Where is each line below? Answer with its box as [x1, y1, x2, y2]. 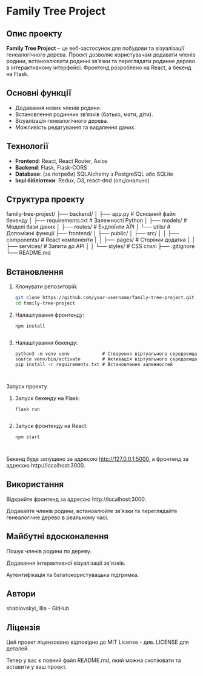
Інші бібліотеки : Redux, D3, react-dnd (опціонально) [15, 176, 150, 184]
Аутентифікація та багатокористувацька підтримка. [6, 571, 139, 578]
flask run [15, 406, 41, 412]
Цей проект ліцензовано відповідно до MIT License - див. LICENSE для [6, 638, 189, 646]
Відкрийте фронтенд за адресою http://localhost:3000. [6, 495, 147, 503]
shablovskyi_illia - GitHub [6, 605, 70, 612]
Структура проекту [6, 195, 85, 205]
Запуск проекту [6, 383, 47, 390]
